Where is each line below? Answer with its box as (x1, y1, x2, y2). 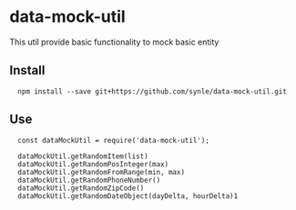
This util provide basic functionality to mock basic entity (9, 36, 219, 47)
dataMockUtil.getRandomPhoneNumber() (17, 175, 161, 185)
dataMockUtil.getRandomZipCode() (17, 184, 145, 193)
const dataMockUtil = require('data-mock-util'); (17, 135, 209, 145)
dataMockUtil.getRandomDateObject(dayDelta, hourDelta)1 (17, 191, 239, 201)
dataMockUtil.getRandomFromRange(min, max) (17, 167, 185, 176)
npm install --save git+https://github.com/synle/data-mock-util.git (17, 86, 287, 96)
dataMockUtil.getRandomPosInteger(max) (17, 159, 169, 169)
